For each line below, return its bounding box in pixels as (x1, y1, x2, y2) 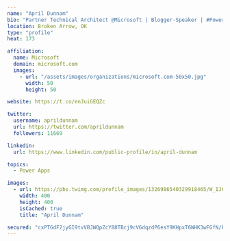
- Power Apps (13, 167, 51, 175)
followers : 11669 (13, 129, 63, 137)
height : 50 (25, 86, 57, 93)
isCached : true (19, 205, 63, 212)
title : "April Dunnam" (19, 212, 84, 218)
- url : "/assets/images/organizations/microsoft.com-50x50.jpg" (19, 73, 207, 80)
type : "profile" (7, 29, 53, 36)
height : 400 (19, 199, 53, 205)
